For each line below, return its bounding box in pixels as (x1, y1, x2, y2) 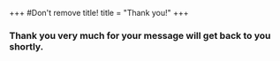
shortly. (9, 40, 44, 52)
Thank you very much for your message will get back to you (9, 29, 271, 42)
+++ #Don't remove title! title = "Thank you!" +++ (9, 8, 189, 18)
